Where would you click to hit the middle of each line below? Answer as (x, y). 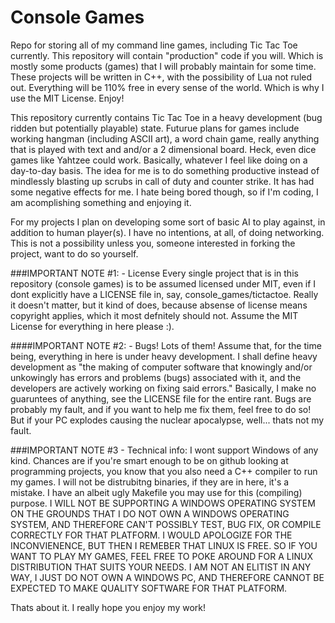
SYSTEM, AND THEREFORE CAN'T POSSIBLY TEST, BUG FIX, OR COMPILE (166, 524)
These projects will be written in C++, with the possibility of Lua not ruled (161, 77)
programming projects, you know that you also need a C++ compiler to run (164, 471)
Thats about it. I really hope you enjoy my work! (108, 607)
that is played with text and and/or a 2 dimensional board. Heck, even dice (163, 149)
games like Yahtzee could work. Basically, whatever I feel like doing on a (159, 160)
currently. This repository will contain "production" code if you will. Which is (167, 55)
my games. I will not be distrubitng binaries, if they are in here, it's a (150, 482)
